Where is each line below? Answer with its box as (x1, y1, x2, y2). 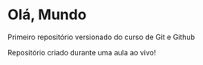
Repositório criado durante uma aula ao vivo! (7, 47, 156, 57)
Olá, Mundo (7, 6, 87, 24)
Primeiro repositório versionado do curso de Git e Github (7, 32, 195, 42)
